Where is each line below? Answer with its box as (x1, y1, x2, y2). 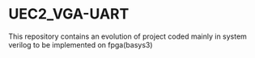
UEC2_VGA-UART (8, 5, 130, 23)
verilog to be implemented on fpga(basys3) (8, 39, 153, 49)
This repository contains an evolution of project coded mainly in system (8, 31, 247, 41)
